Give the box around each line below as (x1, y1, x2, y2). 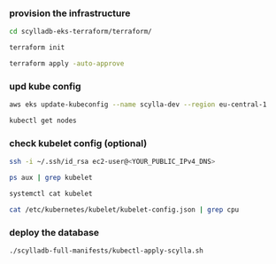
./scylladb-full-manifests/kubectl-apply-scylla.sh (9, 246, 203, 255)
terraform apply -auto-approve (9, 59, 125, 68)
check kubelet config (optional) (9, 136, 148, 149)
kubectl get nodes (9, 116, 77, 126)
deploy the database (9, 226, 100, 238)
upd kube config (9, 80, 81, 92)
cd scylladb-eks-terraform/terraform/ (9, 27, 152, 36)
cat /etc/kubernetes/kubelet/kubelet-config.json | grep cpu (9, 205, 240, 214)
